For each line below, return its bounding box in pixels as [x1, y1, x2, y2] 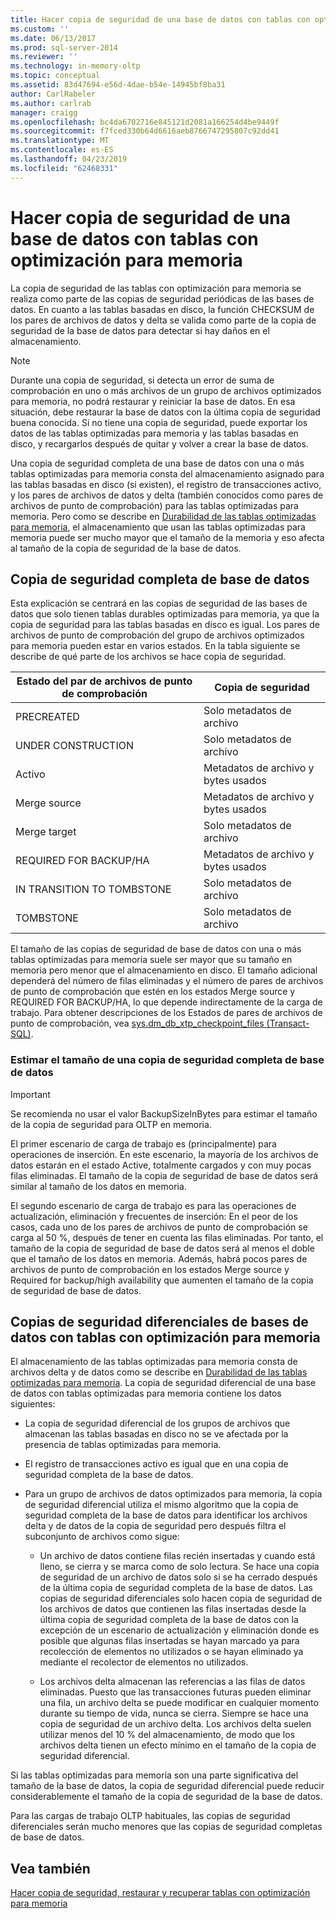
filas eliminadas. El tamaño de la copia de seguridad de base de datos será [10, 1169, 319, 1181]
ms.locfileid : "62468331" [10, 163, 118, 173]
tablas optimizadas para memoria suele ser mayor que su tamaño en [10, 954, 293, 966]
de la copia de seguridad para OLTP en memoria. [10, 1118, 212, 1130]
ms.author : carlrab [10, 98, 92, 108]
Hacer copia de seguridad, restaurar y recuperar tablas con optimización [10, 1887, 311, 1899]
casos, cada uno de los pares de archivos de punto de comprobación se [10, 1221, 308, 1233]
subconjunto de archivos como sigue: [24, 1531, 180, 1543]
